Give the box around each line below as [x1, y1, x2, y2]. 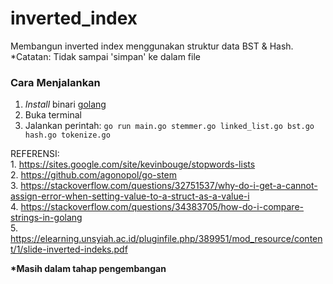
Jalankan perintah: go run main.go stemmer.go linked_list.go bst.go [24, 120, 315, 132]
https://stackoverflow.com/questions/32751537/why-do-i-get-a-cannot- [20, 180, 318, 192]
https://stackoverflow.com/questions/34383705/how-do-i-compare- [20, 201, 305, 213]
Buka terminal [24, 109, 82, 121]
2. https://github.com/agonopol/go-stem [10, 169, 178, 181]
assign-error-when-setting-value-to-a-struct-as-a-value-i [10, 190, 250, 202]
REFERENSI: [10, 148, 60, 160]
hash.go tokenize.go [24, 130, 111, 141]
